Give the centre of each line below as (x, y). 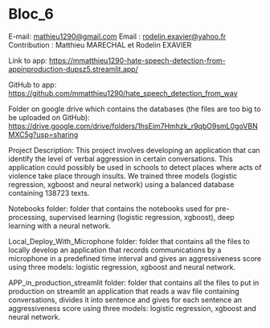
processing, (28, 217)
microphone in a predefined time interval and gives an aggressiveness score (135, 258)
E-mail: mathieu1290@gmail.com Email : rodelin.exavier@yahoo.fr (117, 36)
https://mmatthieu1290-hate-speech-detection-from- (137, 60)
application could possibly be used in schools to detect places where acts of (135, 167)
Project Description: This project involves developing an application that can (134, 150)
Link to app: (28, 60)
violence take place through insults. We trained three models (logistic (123, 176)
